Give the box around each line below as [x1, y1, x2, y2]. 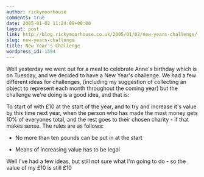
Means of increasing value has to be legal [15, 145, 120, 153]
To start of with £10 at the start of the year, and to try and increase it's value [6, 103, 197, 110]
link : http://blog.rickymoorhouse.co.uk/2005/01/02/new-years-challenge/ [6, 32, 198, 38]
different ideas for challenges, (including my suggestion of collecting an [6, 78, 187, 85]
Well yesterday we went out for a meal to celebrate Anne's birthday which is [6, 65, 197, 72]
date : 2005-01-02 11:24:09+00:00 [6, 20, 91, 26]
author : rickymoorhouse [6, 9, 67, 15]
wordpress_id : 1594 [6, 49, 56, 55]
